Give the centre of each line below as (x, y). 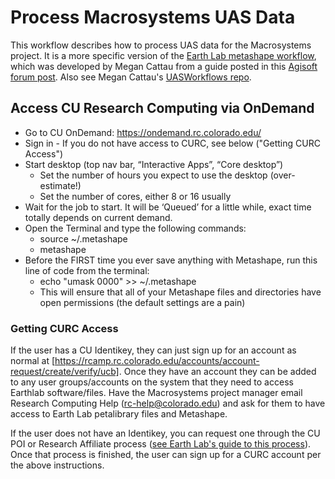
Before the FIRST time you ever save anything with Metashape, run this (171, 260)
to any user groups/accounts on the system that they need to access (152, 382)
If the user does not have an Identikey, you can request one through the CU (165, 433)
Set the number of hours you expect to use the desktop (153, 175)
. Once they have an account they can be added (217, 372)
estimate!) (60, 185)
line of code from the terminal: (87, 270)
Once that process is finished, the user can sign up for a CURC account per (166, 455)
